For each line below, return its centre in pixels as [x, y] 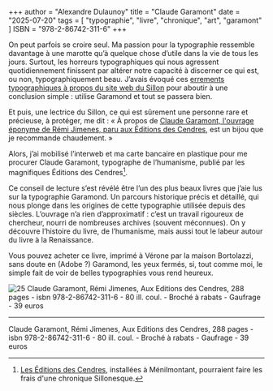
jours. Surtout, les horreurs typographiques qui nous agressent [114, 62]
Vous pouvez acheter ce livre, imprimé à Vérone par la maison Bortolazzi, [131, 256]
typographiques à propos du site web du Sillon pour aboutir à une [118, 88]
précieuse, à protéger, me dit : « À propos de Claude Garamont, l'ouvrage [131, 120]
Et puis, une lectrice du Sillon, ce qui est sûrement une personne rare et [128, 112]
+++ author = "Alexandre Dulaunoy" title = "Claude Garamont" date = [124, 12]
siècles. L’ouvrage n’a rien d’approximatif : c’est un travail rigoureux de [126, 213]
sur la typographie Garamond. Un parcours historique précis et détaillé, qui [134, 196]
